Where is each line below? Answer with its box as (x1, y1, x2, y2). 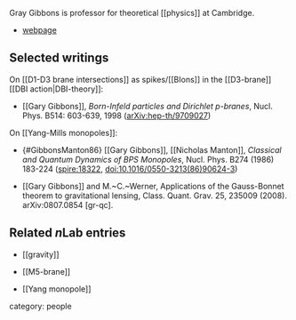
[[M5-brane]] (21, 266, 71, 276)
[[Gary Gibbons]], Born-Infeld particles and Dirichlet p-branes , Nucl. (21, 100, 274, 111)
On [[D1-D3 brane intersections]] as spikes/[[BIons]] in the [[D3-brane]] (9, 74, 272, 84)
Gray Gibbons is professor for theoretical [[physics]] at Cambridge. (9, 8, 255, 18)
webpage (21, 25, 58, 35)
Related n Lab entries (9, 226, 126, 241)
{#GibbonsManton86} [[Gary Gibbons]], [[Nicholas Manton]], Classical (21, 144, 282, 155)
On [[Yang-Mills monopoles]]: (9, 127, 118, 138)
